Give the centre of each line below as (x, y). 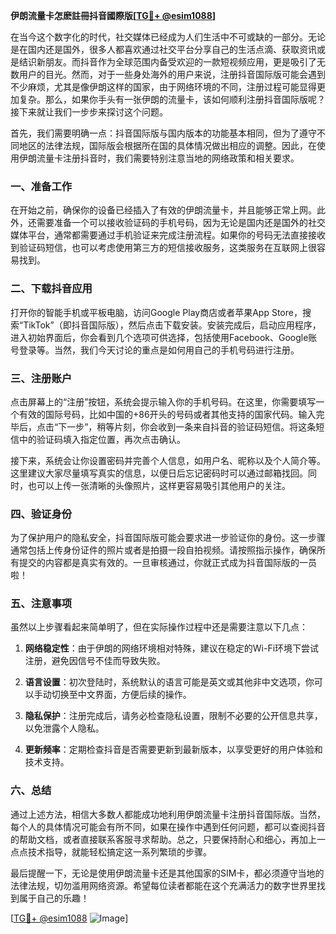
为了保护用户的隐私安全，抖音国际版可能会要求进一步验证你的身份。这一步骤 (168, 538)
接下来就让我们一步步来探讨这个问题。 (89, 112)
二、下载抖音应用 (51, 289)
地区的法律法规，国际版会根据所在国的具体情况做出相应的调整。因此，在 (167, 145)
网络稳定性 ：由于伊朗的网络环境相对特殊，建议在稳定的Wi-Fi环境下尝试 (172, 648)
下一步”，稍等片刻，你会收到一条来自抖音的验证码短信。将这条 (187, 426)
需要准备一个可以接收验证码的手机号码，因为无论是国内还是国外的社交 (181, 223)
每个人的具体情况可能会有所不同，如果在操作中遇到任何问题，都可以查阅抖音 (168, 826)
